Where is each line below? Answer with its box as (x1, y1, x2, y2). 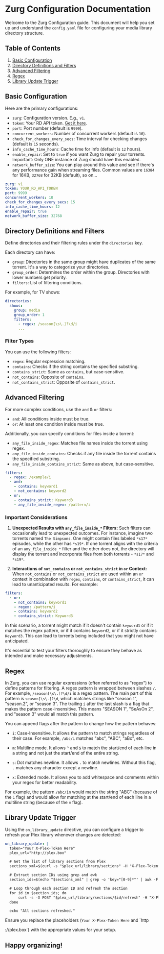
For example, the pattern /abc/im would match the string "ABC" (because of (5, 789, 158, 795)
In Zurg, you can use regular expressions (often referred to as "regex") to (5, 680, 152, 685)
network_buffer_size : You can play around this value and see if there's (12, 162, 155, 168)
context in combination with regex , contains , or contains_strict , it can (12, 576, 154, 582)
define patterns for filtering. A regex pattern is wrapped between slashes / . (5, 685, 156, 691)
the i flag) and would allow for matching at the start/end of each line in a (5, 794, 151, 800)
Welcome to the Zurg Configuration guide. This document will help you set (5, 20, 155, 25)
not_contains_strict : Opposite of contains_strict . (12, 379, 116, 385)
